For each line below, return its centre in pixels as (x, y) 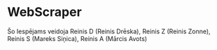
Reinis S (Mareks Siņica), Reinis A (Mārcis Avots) (77, 38)
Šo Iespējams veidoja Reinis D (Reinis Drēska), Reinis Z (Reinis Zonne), (109, 31)
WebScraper (44, 12)
